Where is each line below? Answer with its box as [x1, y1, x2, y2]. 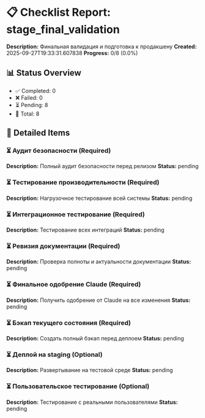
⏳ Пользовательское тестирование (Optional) [6, 382, 150, 391]
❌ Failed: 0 [15, 94, 43, 101]
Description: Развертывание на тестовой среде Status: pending [6, 367, 173, 374]
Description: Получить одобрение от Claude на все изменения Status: [6, 296, 191, 304]
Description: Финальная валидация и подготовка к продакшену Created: [6, 43, 197, 50]
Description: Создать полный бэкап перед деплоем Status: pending [6, 334, 184, 342]
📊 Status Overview [6, 68, 81, 78]
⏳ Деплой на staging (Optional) [6, 350, 103, 359]
